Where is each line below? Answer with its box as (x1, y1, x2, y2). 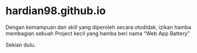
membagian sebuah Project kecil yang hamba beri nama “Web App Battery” (5, 29, 190, 37)
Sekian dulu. (5, 41, 36, 48)
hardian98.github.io (5, 4, 106, 18)
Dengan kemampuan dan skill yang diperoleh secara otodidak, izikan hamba (5, 24, 192, 31)
